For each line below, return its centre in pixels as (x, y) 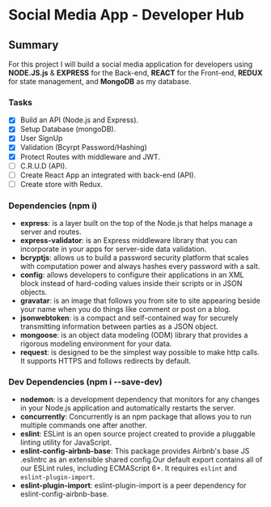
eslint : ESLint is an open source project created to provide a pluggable (138, 434)
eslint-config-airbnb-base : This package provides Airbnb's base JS (135, 451)
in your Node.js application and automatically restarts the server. (128, 408)
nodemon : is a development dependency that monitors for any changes (140, 399)
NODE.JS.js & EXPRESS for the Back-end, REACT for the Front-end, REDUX (135, 73)
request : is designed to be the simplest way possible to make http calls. (140, 352)
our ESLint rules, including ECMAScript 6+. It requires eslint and (128, 468)
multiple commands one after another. (84, 425)
